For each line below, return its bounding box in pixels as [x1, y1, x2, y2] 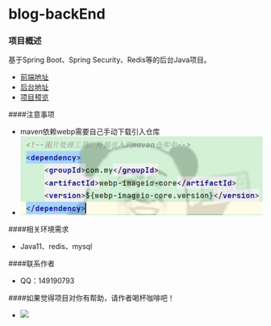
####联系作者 [8, 258, 55, 268]
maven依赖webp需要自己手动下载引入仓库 [19, 127, 161, 137]
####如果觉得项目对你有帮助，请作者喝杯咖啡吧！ [8, 293, 175, 303]
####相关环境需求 [8, 224, 69, 234]
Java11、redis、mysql [19, 241, 93, 251]
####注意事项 [8, 110, 55, 120]
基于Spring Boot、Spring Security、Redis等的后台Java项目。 [8, 55, 211, 65]
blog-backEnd [8, 5, 106, 23]
